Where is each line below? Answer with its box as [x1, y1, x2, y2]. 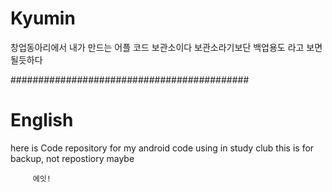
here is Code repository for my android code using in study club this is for [10, 142, 315, 154]
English [10, 109, 74, 132]
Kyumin [10, 7, 76, 30]
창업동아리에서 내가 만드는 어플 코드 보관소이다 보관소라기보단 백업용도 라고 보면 [10, 41, 323, 53]
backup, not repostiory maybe [10, 152, 135, 164]
